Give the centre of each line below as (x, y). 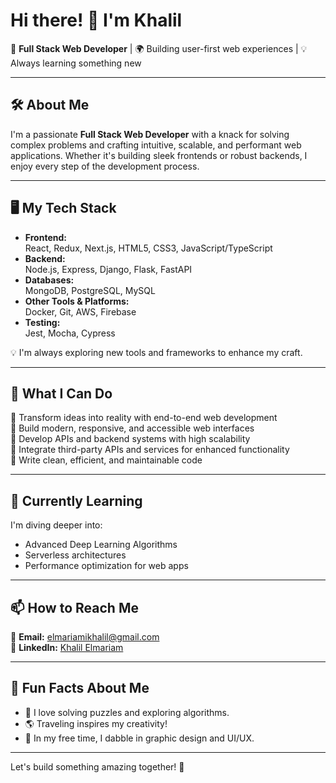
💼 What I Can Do (61, 393)
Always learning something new (76, 63)
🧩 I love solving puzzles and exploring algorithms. (127, 712)
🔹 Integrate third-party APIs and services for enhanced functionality (150, 450)
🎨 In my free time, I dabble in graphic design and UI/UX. (139, 738)
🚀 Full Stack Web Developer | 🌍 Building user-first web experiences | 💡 (159, 48)
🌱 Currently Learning (76, 500)
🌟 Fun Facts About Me (80, 688)
